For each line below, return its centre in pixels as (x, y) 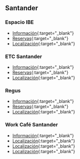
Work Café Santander (32, 125)
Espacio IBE (20, 22)
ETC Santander (24, 56)
